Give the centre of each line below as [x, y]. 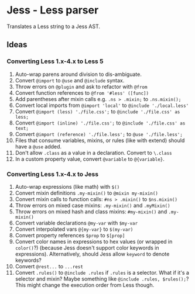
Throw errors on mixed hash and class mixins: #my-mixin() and [91, 212]
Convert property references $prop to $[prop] [70, 235]
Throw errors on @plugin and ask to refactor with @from [81, 87]
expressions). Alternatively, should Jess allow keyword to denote [92, 254]
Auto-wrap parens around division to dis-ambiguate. [78, 74]
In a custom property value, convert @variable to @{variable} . [90, 159]
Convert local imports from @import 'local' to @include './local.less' [102, 105]
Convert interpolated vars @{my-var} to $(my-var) [74, 229]
